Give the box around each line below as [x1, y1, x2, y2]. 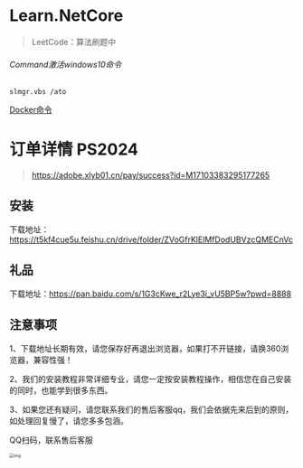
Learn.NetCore [9, 5, 124, 26]
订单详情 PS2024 [9, 139, 138, 160]
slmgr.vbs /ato [9, 88, 67, 97]
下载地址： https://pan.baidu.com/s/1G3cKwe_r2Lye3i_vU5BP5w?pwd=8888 [9, 288, 292, 299]
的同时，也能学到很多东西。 [9, 385, 113, 396]
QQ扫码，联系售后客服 [9, 435, 93, 445]
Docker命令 [9, 105, 52, 116]
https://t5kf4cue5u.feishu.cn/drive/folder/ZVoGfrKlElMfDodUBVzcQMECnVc [9, 234, 294, 245]
